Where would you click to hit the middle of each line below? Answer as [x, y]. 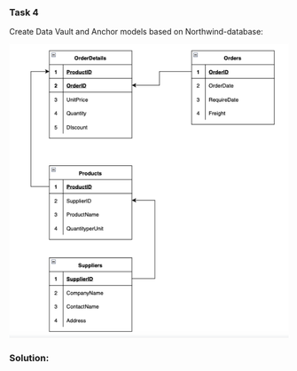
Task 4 [24, 12]
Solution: [29, 358]
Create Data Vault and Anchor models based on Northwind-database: [136, 32]
